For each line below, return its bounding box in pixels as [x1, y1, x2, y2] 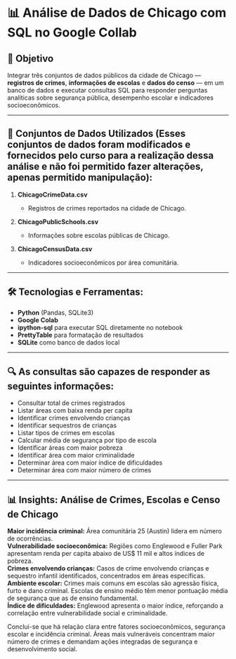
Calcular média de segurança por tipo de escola [17, 436, 157, 445]
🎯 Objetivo [7, 53, 54, 65]
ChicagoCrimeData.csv [17, 190, 88, 199]
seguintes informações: [7, 380, 114, 392]
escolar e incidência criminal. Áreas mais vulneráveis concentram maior [7, 630, 216, 639]
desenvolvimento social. [7, 645, 77, 653]
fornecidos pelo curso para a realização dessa [7, 149, 214, 161]
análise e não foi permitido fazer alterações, [7, 161, 204, 173]
